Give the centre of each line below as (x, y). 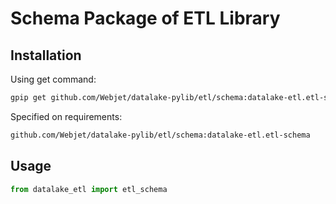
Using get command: (53, 79)
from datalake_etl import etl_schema (89, 189)
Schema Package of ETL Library (145, 18)
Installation (46, 55)
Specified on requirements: (66, 116)
